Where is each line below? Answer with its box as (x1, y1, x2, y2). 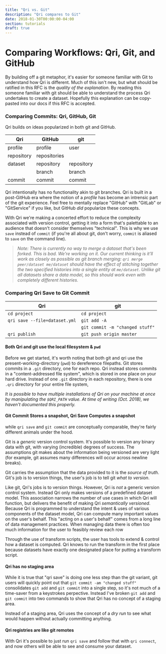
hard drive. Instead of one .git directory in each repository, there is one (5, 376, 152, 382)
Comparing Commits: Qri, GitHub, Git (5, 113, 97, 120)
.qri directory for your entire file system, (5, 381, 89, 387)
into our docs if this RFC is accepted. (20, 100, 96, 107)
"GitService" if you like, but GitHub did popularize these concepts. (5, 205, 140, 211)
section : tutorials (5, 21, 46, 26)
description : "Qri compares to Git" (5, 12, 81, 17)
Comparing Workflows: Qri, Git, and (5, 47, 155, 59)
